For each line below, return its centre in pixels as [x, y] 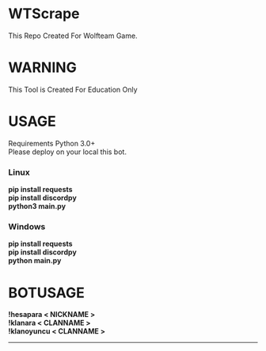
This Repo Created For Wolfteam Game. [73, 36]
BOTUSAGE [47, 292]
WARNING [42, 68]
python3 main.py [37, 206]
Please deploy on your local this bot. [67, 152]
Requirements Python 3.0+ [52, 143]
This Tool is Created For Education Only [73, 89]
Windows [27, 227]
